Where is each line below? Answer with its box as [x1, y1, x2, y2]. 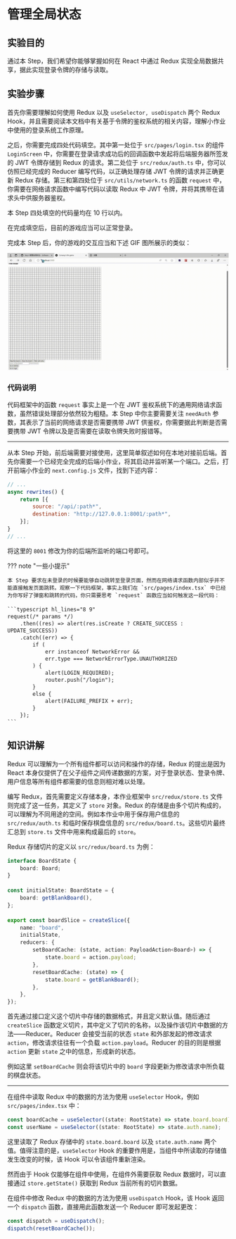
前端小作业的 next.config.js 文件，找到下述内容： [13, 466, 160, 474]
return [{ [20, 496, 49, 503]
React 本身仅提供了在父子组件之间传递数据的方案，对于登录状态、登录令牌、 [7, 768, 229, 777]
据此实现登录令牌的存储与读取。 [19, 66, 112, 74]
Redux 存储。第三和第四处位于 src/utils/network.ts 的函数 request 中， [15, 175, 226, 184]
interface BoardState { [7, 857, 77, 864]
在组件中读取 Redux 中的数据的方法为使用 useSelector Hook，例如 [7, 1092, 199, 1101]
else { [32, 690, 52, 697]
